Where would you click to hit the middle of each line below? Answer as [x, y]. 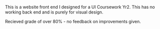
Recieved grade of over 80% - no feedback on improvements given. [73, 22]
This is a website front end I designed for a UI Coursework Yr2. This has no [80, 7]
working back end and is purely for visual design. [54, 12]
